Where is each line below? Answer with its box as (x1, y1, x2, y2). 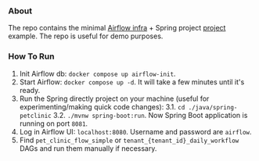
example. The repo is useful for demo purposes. (8, 31, 164, 41)
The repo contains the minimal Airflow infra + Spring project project (8, 23, 226, 33)
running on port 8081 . (19, 119, 88, 128)
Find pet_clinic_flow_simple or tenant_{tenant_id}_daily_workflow (19, 135, 239, 145)
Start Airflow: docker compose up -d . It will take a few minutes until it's (19, 77, 245, 87)
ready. (19, 85, 41, 95)
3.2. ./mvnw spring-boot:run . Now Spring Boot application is (53, 110, 248, 120)
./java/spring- (188, 103, 238, 111)
